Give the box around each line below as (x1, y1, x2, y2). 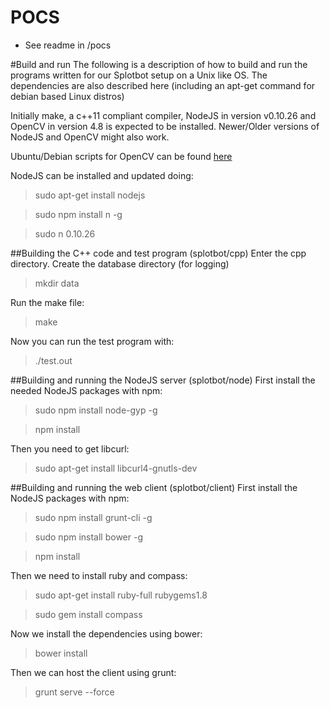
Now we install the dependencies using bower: (10, 627, 203, 640)
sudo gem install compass (34, 608, 143, 620)
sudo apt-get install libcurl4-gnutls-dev (34, 462, 198, 474)
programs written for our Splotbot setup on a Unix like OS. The (10, 69, 268, 81)
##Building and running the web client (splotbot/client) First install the (10, 481, 298, 493)
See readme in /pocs (24, 39, 112, 51)
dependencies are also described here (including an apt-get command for (10, 79, 316, 91)
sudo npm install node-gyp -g (34, 404, 158, 416)
